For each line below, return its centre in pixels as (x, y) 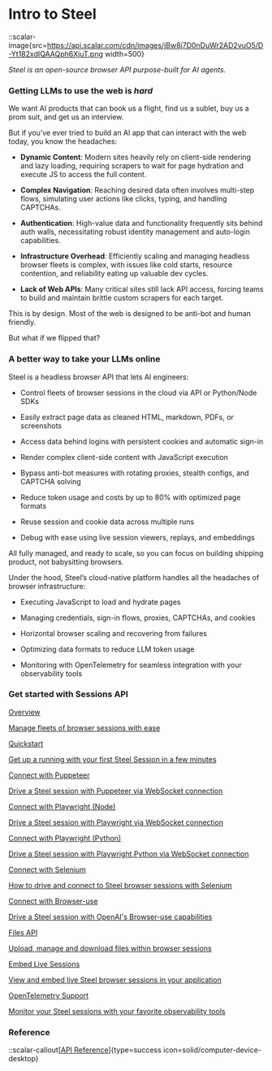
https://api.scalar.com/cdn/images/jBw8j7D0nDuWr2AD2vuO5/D (155, 45)
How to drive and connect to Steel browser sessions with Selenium (121, 885)
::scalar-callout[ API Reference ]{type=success (85, 1050)
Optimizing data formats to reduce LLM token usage (107, 649)
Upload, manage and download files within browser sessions (110, 948)
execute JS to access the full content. (83, 175)
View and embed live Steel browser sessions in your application (115, 979)
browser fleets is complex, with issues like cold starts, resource (126, 265)
